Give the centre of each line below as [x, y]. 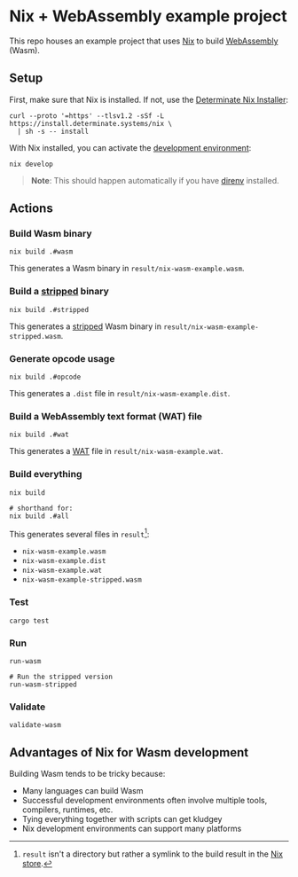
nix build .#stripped [49, 309]
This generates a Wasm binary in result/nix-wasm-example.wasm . [127, 269]
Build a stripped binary [59, 292]
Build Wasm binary [51, 234]
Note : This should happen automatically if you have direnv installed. [155, 180]
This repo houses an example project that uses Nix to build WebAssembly [144, 41]
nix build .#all [39, 516]
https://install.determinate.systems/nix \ [91, 123]
